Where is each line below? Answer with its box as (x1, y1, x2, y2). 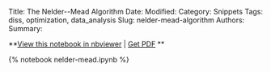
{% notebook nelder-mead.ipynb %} (8, 55, 129, 64)
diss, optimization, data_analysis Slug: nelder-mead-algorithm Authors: (8, 15, 245, 25)
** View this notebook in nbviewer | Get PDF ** (8, 39, 165, 49)
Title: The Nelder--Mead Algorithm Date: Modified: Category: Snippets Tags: (8, 7, 264, 16)
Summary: (8, 24, 43, 33)
